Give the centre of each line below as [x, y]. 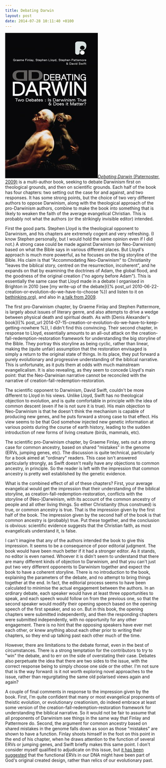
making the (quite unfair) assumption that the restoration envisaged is [76, 349]
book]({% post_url [24, 322]
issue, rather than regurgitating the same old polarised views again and [77, 677]
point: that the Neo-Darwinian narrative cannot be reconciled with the [76, 376]
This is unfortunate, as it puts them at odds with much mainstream [72, 365]
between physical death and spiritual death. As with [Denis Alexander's [78, 317]
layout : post [19, 16]
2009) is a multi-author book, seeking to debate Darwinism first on [73, 182]
